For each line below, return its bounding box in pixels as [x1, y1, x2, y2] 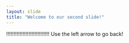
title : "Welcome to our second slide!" [6, 14, 105, 20]
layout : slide [6, 8, 41, 15]
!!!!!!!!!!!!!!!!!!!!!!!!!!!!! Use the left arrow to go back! [6, 30, 124, 37]
